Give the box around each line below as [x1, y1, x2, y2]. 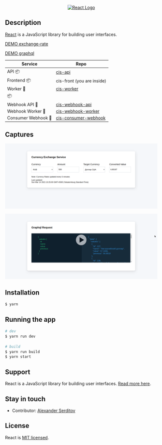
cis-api [56, 69, 71, 75]
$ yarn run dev [5, 334, 36, 339]
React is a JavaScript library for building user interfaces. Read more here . [5, 381, 151, 387]
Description [5, 18, 41, 27]
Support [5, 368, 30, 376]
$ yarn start [5, 354, 31, 359]
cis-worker [56, 86, 79, 92]
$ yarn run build [5, 349, 40, 354]
